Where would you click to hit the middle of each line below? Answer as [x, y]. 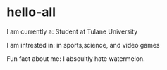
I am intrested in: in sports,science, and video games [83, 45]
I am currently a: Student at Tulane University [72, 31]
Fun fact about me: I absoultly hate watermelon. [76, 58]
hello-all [31, 12]
